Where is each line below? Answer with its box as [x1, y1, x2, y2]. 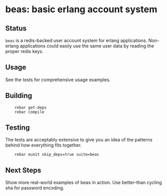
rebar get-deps [14, 105, 47, 110]
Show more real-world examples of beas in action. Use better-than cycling [5, 180, 162, 186]
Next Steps [5, 166, 41, 175]
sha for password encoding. [5, 185, 65, 191]
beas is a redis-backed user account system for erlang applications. [5, 37, 148, 43]
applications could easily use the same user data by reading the [19, 43, 154, 49]
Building [5, 91, 32, 100]
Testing [5, 124, 30, 132]
